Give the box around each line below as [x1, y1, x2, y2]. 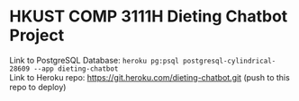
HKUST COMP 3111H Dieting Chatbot [9, 6, 288, 27]
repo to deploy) [9, 81, 67, 92]
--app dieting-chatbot [32, 64, 119, 73]
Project [9, 25, 65, 46]
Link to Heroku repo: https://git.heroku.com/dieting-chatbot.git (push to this [9, 72, 290, 82]
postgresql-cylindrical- [183, 56, 276, 65]
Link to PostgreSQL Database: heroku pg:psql [9, 55, 180, 65]
